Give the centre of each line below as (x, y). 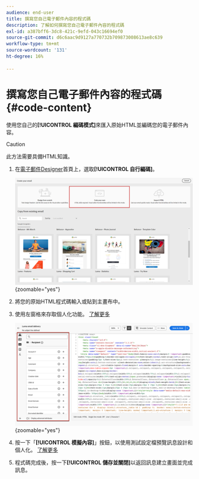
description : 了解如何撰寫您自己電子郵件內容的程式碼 (65, 25)
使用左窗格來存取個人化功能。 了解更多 (62, 314)
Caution (16, 144)
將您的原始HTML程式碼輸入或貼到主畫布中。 (69, 301)
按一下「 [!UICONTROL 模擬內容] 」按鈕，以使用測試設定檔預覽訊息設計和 (104, 443)
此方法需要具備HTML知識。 (40, 156)
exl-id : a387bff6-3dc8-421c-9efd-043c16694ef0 (65, 31)
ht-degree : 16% (25, 56)
